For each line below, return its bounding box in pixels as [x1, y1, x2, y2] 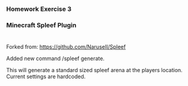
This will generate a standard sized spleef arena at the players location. [6, 67, 183, 74]
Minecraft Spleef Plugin [6, 20, 77, 29]
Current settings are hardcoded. [6, 73, 86, 80]
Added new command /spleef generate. [6, 55, 105, 62]
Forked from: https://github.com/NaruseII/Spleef [6, 43, 126, 51]
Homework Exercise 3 [6, 5, 72, 13]
